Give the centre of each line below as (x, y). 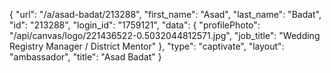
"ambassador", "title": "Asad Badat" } (85, 57)
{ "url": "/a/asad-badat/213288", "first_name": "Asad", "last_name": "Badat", (165, 14)
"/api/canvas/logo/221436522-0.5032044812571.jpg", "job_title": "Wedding (165, 35)
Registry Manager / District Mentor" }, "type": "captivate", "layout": (147, 46)
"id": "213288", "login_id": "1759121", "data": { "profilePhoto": (135, 25)
